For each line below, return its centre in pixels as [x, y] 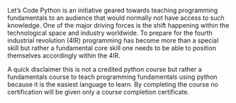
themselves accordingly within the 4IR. [64, 55]
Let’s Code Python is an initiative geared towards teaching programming [113, 10]
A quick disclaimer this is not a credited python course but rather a [105, 69]
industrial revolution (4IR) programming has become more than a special [113, 40]
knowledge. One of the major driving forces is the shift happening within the [118, 25]
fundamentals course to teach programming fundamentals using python [112, 77]
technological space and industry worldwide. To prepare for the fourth [110, 33]
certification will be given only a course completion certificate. [99, 92]
